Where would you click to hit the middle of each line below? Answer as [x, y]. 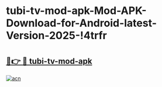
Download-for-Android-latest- [81, 23]
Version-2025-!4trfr [56, 36]
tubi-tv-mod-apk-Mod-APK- [76, 11]
